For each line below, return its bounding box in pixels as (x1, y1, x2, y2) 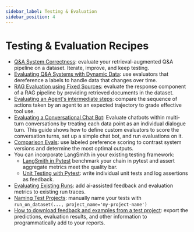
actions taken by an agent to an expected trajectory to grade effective (13, 101, 182, 108)
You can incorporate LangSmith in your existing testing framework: (13, 151, 175, 158)
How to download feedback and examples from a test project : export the (13, 207, 189, 214)
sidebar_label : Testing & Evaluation (5, 8, 97, 15)
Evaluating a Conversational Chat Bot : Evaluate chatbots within (13, 114, 165, 121)
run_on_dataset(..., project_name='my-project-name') (13, 202, 147, 208)
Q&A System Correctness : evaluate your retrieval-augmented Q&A (13, 58, 174, 65)
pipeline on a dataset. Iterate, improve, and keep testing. (13, 65, 150, 72)
